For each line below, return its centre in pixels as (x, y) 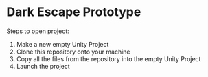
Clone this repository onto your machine (73, 52)
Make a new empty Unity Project (62, 44)
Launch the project (43, 66)
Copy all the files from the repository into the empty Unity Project (108, 58)
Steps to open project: (38, 31)
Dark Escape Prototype (74, 12)
